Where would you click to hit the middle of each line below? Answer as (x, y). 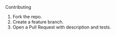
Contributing (18, 7)
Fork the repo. (27, 17)
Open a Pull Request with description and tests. (62, 27)
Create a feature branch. (38, 22)
